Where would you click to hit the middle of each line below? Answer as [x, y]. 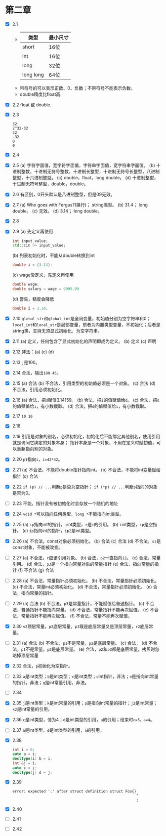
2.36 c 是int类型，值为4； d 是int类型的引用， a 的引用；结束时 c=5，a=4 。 [83, 720]
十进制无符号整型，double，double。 [50, 184]
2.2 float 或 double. [32, 105]
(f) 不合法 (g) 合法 [36, 570]
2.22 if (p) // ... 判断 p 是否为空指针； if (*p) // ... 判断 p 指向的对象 [85, 487]
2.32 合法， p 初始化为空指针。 [42, 666]
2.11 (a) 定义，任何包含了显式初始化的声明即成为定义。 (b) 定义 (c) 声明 [84, 341]
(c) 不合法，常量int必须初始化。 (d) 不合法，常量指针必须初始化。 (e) [82, 586]
